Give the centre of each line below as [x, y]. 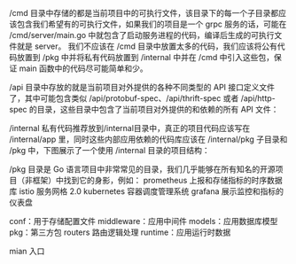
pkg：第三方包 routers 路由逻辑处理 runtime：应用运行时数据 [120, 232]
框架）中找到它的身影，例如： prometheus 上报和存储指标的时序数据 [157, 180]
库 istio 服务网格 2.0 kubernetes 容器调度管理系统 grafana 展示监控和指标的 [147, 191]
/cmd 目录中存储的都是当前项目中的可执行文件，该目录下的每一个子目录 [140, 13]
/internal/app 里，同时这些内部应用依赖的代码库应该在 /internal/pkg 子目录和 [148, 139]
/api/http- [258, 98]
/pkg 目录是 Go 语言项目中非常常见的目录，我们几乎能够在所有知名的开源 [143, 169]
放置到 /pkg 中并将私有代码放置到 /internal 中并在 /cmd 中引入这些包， [145, 57]
